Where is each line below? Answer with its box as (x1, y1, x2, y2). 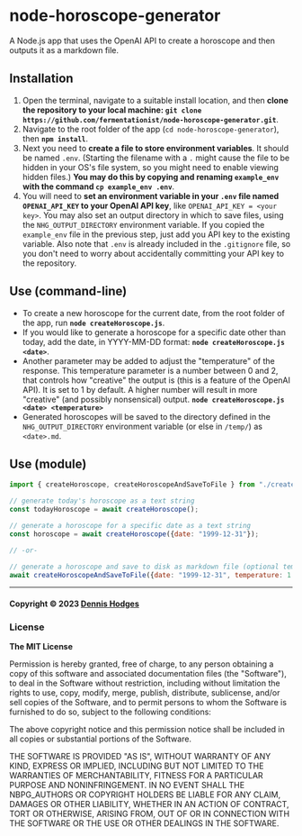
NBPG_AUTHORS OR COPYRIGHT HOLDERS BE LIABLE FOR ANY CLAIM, (9, 789, 281, 800)
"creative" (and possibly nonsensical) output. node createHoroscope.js (22, 394, 285, 404)
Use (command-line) (9, 284, 128, 299)
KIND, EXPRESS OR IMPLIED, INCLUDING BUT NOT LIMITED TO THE (9, 760, 264, 771)
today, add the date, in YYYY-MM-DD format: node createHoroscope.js (22, 336, 285, 347)
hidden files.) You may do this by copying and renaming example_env (22, 171, 280, 182)
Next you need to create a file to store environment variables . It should (22, 142, 289, 153)
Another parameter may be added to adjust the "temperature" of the (22, 355, 276, 366)
